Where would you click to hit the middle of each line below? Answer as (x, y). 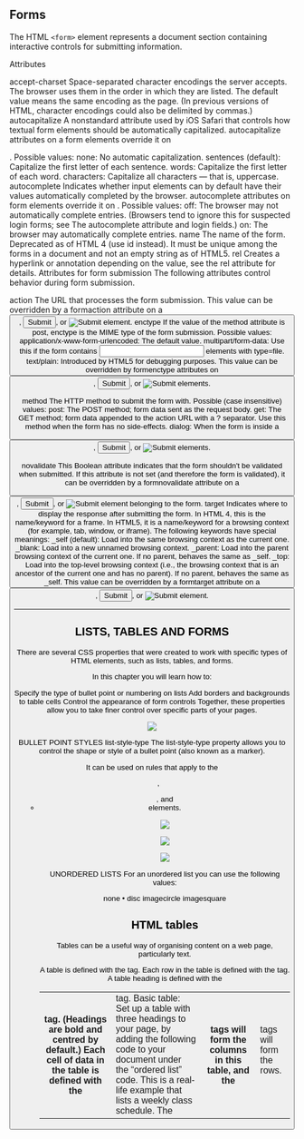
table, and (228, 1070)
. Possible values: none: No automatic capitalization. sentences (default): (145, 157)
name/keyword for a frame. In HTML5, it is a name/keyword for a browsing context (152, 522)
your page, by (144, 1028)
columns (228, 1050)
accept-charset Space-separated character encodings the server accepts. (148, 82)
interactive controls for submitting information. (96, 46)
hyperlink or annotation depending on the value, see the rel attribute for (142, 263)
